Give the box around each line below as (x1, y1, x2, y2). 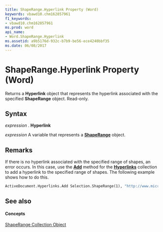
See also (5, 197, 32, 205)
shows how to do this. (5, 174, 49, 180)
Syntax (5, 110, 27, 118)
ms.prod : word (5, 25, 34, 30)
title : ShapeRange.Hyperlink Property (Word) (5, 7, 98, 12)
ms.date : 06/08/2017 (5, 43, 47, 48)
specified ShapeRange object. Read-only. (5, 96, 89, 101)
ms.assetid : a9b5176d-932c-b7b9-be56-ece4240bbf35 (5, 39, 110, 44)
